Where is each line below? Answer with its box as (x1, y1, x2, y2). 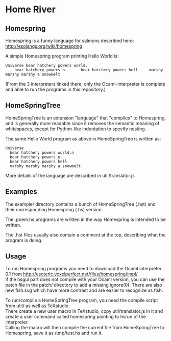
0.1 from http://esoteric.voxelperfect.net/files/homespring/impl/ (5, 271, 138, 277)
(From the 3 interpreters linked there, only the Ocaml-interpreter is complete (5, 81, 166, 87)
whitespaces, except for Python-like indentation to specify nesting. (5, 126, 146, 132)
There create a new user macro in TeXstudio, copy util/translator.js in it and (5, 308, 163, 314)
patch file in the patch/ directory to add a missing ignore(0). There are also (5, 282, 162, 288)
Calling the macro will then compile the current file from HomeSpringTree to (5, 325, 165, 331)
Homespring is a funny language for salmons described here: (5, 37, 134, 44)
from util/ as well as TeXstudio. (5, 303, 70, 309)
